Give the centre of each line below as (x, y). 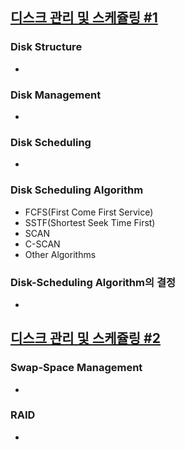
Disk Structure (46, 47)
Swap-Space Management (76, 368)
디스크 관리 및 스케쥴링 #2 (85, 338)
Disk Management (56, 95)
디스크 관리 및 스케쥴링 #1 (84, 18)
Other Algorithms (60, 254)
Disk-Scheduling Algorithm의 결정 (93, 282)
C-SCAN (42, 244)
